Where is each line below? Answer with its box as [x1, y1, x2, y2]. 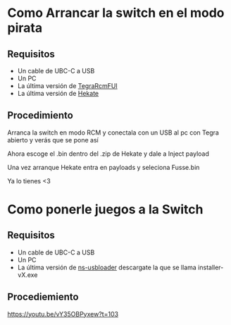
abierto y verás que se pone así [7, 135, 99, 144]
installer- [198, 263, 224, 271]
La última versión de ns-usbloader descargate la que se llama [17, 263, 197, 271]
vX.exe [17, 270, 38, 279]
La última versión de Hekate [17, 90, 99, 97]
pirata [7, 20, 43, 36]
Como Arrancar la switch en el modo [7, 5, 225, 21]
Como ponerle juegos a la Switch [7, 202, 204, 217]
